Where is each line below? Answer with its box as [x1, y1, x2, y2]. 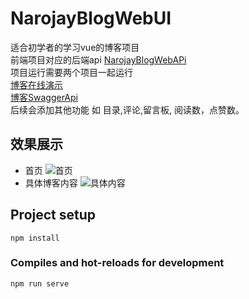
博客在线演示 [10, 78, 63, 91]
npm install [10, 233, 60, 243]
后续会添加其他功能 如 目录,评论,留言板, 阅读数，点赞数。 [10, 103, 245, 116]
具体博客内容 [24, 177, 78, 189]
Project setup [10, 207, 97, 224]
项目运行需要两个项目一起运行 [10, 66, 133, 78]
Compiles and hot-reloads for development [10, 256, 225, 270]
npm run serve [10, 278, 70, 289]
